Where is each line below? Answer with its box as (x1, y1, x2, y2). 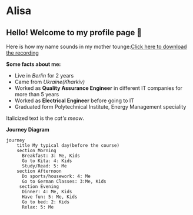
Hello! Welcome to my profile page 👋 (6, 28, 142, 38)
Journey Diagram (6, 126, 50, 133)
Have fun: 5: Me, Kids (21, 194, 78, 200)
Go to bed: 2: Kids (21, 199, 69, 205)
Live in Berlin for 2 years (14, 72, 74, 79)
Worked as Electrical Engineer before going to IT (14, 97, 134, 104)
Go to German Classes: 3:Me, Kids (21, 179, 107, 184)
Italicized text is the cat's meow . (6, 115, 84, 122)
